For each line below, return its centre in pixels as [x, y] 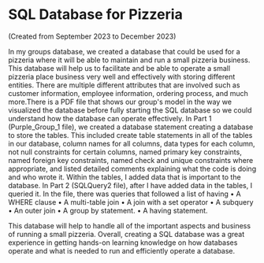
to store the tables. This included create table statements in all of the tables [130, 135]
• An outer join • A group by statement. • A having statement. [108, 210]
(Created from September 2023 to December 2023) [92, 36]
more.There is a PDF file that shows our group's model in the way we [120, 102]
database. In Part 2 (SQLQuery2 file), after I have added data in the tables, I [130, 185]
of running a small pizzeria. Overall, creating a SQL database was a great [126, 234]
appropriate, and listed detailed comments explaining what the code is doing [132, 169]
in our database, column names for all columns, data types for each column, [132, 143]
